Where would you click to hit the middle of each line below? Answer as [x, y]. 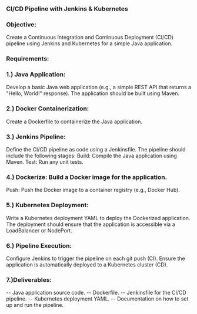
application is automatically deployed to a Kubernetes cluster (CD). [87, 264]
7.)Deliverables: [29, 279]
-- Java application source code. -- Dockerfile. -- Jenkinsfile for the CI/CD [96, 293]
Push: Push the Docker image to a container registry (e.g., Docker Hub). [93, 190]
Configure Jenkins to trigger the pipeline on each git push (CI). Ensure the [96, 258]
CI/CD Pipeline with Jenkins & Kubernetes [67, 9]
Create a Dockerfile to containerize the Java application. [74, 121]
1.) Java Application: [36, 75]
